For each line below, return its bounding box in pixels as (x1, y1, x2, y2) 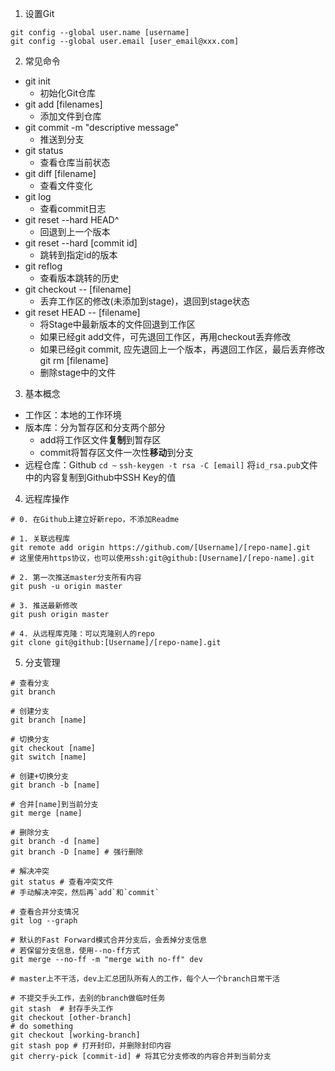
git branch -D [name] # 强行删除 (10, 847, 144, 857)
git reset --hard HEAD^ (24, 214, 120, 226)
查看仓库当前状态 (39, 157, 111, 168)
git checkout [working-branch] (10, 1030, 141, 1040)
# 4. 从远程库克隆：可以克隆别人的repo (10, 629, 155, 639)
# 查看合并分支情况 (10, 907, 80, 917)
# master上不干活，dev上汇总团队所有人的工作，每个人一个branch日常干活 (10, 974, 280, 984)
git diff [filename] (24, 168, 97, 179)
